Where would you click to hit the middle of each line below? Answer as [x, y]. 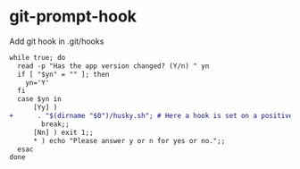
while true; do [37, 57]
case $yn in [40, 99]
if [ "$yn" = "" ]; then [63, 74]
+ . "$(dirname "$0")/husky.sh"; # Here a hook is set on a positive [151, 116]
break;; [55, 124]
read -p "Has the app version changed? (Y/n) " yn [113, 66]
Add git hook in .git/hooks [57, 41]
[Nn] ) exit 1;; [63, 132]
